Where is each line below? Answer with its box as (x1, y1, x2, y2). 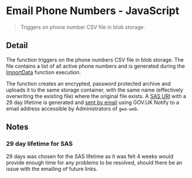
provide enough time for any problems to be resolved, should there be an (6, 159, 183, 166)
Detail (6, 41, 28, 51)
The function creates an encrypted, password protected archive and (6, 80, 171, 87)
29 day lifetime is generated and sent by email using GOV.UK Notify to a (6, 99, 180, 106)
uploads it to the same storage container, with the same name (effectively (6, 86, 183, 93)
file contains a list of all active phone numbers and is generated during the (6, 62, 186, 69)
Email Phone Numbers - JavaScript (6, 4, 180, 18)
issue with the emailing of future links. (6, 166, 98, 173)
